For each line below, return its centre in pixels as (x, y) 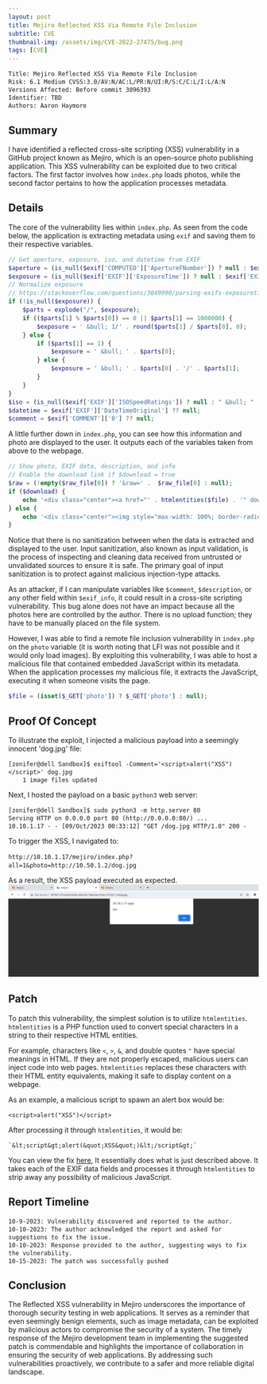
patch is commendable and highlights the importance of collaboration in (126, 1347)
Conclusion (37, 1285)
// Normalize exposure (46, 285)
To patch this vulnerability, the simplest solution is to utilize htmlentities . (128, 1018)
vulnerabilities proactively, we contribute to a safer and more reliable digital (131, 1363)
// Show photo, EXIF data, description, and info (92, 466)
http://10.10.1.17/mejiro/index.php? (71, 857)
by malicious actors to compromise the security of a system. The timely (125, 1330)
